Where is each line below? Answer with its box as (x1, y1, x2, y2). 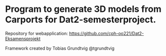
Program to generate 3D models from (5, 3, 162, 15)
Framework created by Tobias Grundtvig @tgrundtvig (5, 45, 115, 51)
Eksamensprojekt (5, 36, 41, 42)
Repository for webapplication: (5, 30, 68, 36)
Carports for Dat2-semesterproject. (5, 14, 157, 25)
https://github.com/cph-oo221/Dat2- (69, 30, 144, 36)
